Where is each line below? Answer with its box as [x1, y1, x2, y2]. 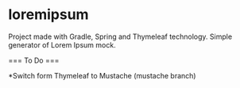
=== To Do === [8, 55, 60, 65]
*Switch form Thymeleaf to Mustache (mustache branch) [8, 71, 196, 80]
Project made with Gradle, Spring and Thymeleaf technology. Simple [8, 32, 233, 41]
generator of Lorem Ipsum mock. [8, 40, 117, 49]
